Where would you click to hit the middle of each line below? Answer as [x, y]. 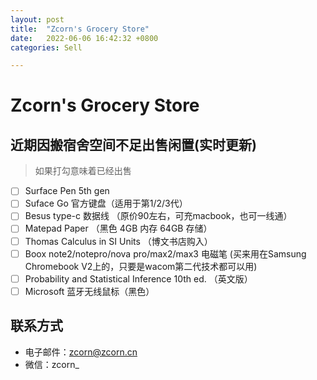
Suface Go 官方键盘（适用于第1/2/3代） [106, 203]
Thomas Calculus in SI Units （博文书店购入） [118, 241]
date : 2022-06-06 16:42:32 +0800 [84, 38]
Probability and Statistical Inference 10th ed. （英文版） [138, 278]
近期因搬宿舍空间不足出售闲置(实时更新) [133, 144]
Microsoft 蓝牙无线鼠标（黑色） [89, 291]
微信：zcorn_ [52, 364]
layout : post [37, 19]
